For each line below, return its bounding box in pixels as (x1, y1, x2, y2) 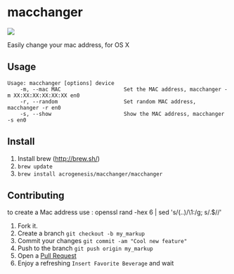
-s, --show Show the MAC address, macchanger (20, 110, 225, 117)
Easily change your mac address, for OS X (7, 40, 130, 49)
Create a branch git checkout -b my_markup (17, 229, 145, 237)
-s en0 (7, 117, 27, 124)
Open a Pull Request (17, 252, 77, 260)
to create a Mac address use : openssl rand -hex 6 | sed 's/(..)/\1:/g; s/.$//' (7, 208, 222, 216)
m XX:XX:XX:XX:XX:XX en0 (7, 92, 80, 99)
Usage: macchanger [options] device (7, 79, 115, 86)
